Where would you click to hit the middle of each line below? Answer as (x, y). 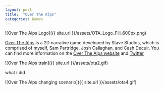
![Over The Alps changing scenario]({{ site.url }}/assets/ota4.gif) (71, 82)
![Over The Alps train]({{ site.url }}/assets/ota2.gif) (56, 63)
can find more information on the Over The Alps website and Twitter (75, 53)
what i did (15, 73)
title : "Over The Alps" (31, 14)
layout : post (19, 10)
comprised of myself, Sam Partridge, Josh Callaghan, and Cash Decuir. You (82, 48)
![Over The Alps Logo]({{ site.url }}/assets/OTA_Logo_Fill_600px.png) (76, 33)
